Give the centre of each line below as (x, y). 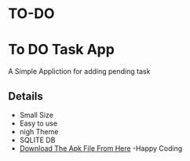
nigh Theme (39, 131)
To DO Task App (62, 50)
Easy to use (38, 123)
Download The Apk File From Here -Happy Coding (101, 148)
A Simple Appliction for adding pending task (79, 71)
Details (26, 96)
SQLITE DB (37, 140)
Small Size (36, 115)
